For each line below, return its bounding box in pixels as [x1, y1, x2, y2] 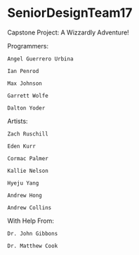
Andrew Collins [7, 204, 52, 211]
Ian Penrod [7, 67, 39, 74]
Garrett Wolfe [7, 92, 49, 99]
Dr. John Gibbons [7, 230, 58, 237]
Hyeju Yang [7, 179, 39, 187]
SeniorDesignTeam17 [7, 5, 133, 21]
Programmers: [7, 41, 49, 50]
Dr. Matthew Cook [7, 242, 58, 249]
